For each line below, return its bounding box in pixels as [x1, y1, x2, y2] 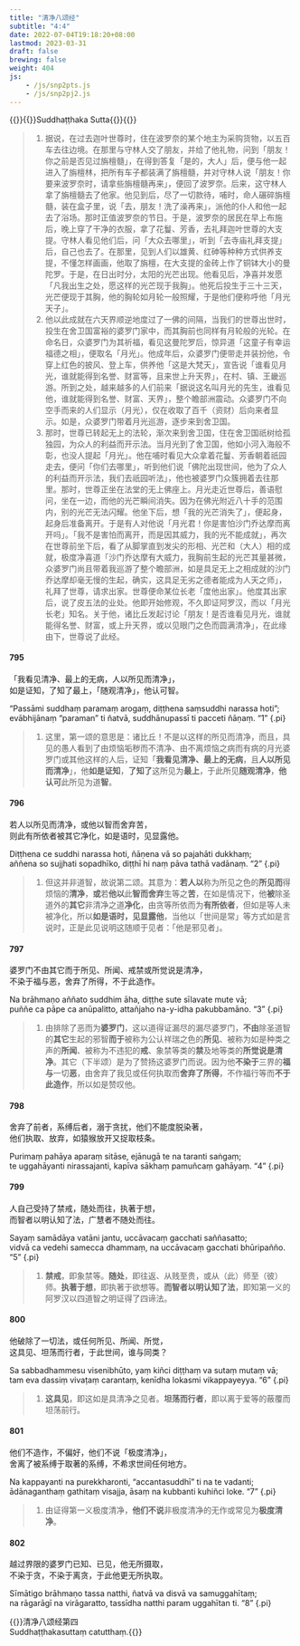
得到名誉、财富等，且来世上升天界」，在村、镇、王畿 [84, 371, 279, 381]
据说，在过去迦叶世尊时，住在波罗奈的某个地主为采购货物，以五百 [44, 132, 291, 143]
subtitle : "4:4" [9, 22, 70, 31]
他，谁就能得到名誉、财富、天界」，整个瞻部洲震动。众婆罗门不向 [44, 393, 287, 404]
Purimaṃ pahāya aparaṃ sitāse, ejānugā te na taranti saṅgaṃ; [9, 1151, 242, 1162]
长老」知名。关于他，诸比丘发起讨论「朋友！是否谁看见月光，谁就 [44, 608, 291, 619]
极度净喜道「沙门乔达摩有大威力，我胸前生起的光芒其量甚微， [61, 552, 291, 563]
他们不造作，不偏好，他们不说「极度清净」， [9, 1447, 172, 1458]
